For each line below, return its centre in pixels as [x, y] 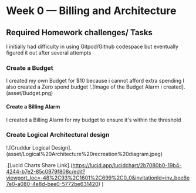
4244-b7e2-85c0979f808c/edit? [46, 171]
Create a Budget [30, 67]
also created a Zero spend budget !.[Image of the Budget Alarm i [84, 87]
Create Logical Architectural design [58, 135]
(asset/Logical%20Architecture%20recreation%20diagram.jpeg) [85, 154]
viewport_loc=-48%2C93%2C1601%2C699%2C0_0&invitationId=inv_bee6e [98, 178]
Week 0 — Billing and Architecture [91, 11]
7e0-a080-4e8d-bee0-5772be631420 [52, 184]
